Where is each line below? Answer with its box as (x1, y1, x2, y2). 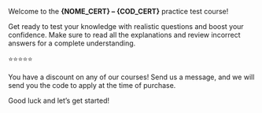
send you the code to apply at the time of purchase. (8, 81, 176, 89)
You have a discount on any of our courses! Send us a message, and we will (8, 72, 255, 82)
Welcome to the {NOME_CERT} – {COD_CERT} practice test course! (8, 7, 229, 16)
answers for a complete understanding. (8, 38, 136, 48)
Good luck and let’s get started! (8, 96, 110, 105)
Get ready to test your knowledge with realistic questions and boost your (8, 22, 244, 31)
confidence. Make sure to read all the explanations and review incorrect (8, 31, 242, 39)
